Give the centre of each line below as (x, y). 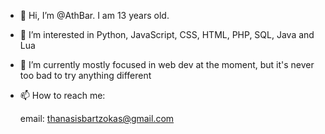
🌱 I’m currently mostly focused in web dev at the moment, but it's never (167, 64)
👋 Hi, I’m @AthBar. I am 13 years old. (94, 15)
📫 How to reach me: (62, 95)
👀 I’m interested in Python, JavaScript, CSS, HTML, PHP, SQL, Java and (167, 34)
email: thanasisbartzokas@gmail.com (97, 118)
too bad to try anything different (85, 75)
